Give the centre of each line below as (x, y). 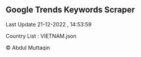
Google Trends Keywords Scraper (70, 10)
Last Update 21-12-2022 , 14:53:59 (49, 24)
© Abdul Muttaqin (28, 47)
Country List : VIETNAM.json (41, 36)
